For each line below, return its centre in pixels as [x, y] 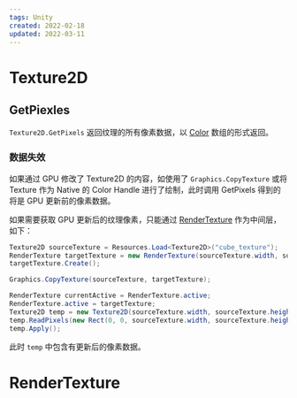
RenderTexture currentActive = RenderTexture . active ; [110, 296]
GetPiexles [40, 110]
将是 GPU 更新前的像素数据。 [62, 201]
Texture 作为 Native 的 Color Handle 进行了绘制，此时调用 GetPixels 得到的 [145, 189]
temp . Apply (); [35, 328]
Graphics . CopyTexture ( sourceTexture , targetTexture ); [110, 279]
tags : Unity [31, 17]
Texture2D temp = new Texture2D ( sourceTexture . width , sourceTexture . [140, 312]
